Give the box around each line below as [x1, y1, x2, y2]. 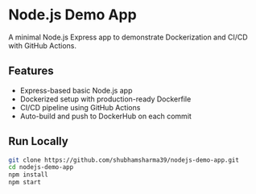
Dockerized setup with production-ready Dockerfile [19, 94, 192, 104]
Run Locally [8, 134, 68, 148]
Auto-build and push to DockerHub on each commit [19, 111, 192, 121]
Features [8, 64, 54, 78]
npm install [8, 171, 48, 179]
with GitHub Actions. [8, 40, 76, 50]
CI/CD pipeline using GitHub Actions [19, 102, 141, 112]
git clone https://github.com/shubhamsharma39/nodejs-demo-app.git [8, 155, 240, 164]
